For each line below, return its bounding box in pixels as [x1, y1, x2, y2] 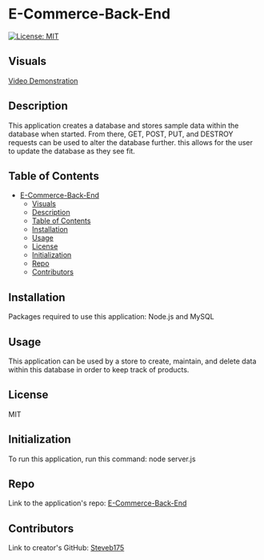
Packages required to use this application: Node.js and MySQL [8, 312, 214, 322]
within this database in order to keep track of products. [8, 365, 190, 374]
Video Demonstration [8, 75, 78, 85]
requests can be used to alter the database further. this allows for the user [8, 137, 254, 147]
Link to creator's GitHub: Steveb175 [8, 543, 125, 553]
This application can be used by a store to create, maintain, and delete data [8, 356, 257, 366]
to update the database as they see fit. [8, 146, 136, 156]
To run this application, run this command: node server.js [8, 454, 196, 464]
